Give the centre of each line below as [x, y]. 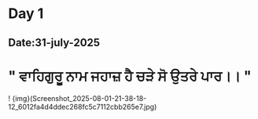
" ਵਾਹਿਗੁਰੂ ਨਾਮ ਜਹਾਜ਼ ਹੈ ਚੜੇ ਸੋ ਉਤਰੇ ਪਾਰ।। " [130, 76]
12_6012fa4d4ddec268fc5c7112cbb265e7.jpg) [83, 106]
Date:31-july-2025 [54, 43]
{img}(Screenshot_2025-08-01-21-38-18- [79, 98]
